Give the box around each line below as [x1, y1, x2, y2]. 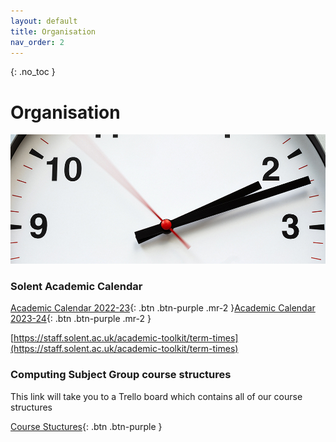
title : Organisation [10, 26, 97, 37]
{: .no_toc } [10, 66, 56, 78]
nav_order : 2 [10, 37, 65, 47]
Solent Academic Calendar [10, 279, 143, 293]
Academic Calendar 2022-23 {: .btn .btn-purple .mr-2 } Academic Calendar [10, 302, 316, 314]
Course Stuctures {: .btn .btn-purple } [10, 420, 163, 432]
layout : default [10, 16, 78, 26]
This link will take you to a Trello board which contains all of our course [10, 390, 303, 402]
